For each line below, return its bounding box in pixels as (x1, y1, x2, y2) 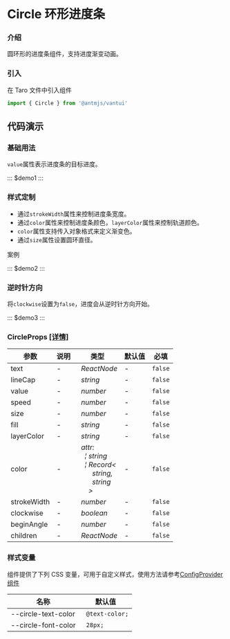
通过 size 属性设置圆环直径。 (17, 235, 97, 244)
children (10, 531, 37, 541)
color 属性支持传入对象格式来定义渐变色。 (17, 226, 136, 235)
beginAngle (10, 520, 48, 530)
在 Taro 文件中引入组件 (7, 86, 73, 94)
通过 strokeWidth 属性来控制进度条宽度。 (17, 209, 131, 218)
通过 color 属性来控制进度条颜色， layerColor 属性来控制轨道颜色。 (17, 218, 204, 226)
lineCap (10, 375, 36, 385)
